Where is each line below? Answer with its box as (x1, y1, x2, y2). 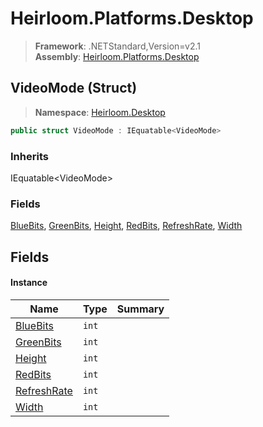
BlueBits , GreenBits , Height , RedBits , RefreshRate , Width (10, 220, 243, 232)
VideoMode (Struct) (10, 80, 138, 97)
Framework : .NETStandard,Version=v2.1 (34, 40, 201, 52)
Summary (116, 302, 165, 316)
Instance (10, 277, 48, 289)
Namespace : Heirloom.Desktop (34, 106, 166, 118)
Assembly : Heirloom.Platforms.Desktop (34, 50, 200, 62)
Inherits (10, 149, 49, 163)
